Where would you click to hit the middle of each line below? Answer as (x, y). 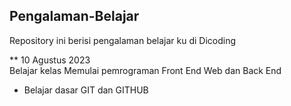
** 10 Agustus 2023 (50, 60)
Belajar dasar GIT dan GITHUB (86, 90)
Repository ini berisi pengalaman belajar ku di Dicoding (123, 40)
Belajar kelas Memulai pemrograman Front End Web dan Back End (145, 70)
